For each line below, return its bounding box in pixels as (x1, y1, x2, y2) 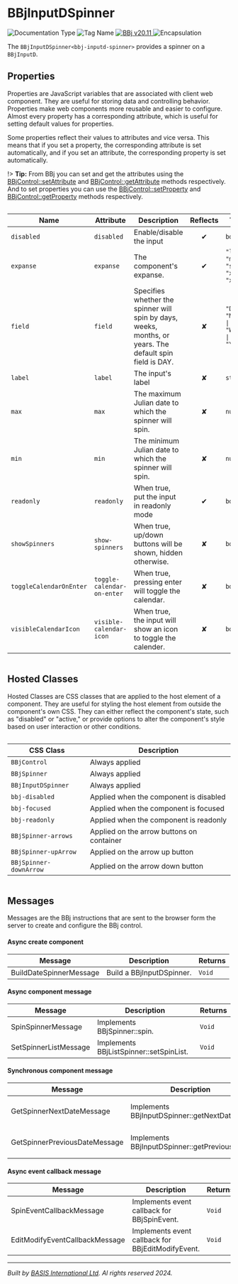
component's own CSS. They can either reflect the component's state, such (7, 707, 229, 715)
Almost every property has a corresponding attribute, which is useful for (7, 111, 218, 120)
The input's (133, 368, 172, 378)
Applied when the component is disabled (89, 792, 226, 802)
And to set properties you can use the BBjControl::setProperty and (7, 185, 201, 193)
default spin (133, 348, 174, 358)
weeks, (133, 321, 158, 331)
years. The (133, 339, 169, 349)
